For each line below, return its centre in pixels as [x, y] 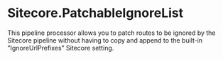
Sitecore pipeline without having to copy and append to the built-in [105, 40]
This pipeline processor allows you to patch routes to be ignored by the [111, 33]
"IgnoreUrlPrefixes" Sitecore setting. [61, 48]
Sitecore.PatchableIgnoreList [95, 13]
